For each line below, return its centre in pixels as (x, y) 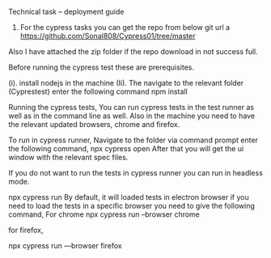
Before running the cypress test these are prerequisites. (101, 67)
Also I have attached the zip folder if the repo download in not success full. (133, 51)
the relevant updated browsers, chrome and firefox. (94, 124)
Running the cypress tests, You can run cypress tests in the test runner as (131, 107)
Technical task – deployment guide (66, 12)
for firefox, (26, 230)
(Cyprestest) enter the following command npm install (98, 91)
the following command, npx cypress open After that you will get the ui (126, 148)
